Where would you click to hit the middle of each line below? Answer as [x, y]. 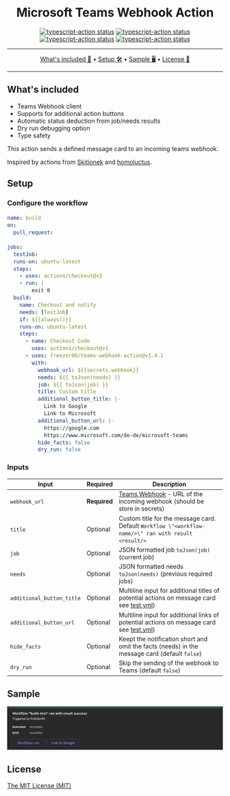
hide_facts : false [64, 443]
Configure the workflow [48, 203]
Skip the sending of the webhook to [169, 663]
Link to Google [65, 406]
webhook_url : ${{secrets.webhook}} [88, 370]
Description [169, 484]
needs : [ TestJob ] [44, 312]
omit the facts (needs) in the [158, 646]
